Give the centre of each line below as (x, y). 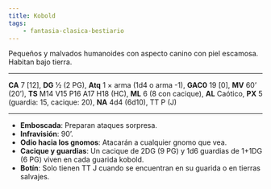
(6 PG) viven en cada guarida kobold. (82, 160)
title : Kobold (32, 16)
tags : (17, 23)
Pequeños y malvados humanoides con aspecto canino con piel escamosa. (133, 54)
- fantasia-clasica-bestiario (74, 31)
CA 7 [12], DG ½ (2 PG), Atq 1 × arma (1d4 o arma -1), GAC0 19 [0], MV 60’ (133, 85)
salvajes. (35, 177)
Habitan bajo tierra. (40, 62)
